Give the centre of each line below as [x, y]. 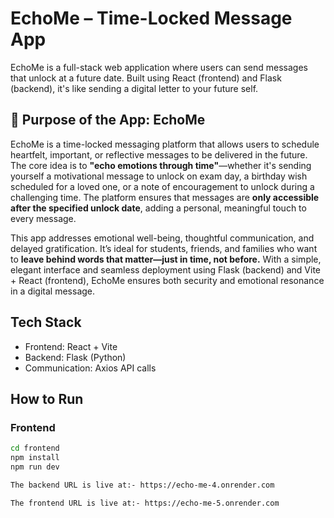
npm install [35, 458]
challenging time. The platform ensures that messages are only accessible [165, 197]
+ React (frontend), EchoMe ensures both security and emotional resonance [167, 280]
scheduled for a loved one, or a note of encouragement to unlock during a [162, 186]
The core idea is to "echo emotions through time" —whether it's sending [161, 165]
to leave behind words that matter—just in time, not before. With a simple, [166, 259]
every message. [43, 218]
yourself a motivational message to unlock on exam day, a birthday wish [159, 176]
